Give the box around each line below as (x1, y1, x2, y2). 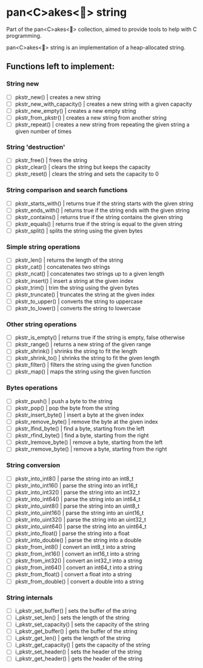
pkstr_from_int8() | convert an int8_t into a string (15, 544, 136, 551)
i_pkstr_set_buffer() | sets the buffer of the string (15, 607, 137, 614)
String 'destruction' (6, 143, 65, 151)
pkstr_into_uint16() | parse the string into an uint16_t (15, 509, 144, 516)
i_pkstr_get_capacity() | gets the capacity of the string (15, 641, 150, 649)
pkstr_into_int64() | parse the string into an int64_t (15, 495, 141, 503)
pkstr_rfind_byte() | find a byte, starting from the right (15, 432, 149, 439)
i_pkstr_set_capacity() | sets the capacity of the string (15, 621, 150, 628)
